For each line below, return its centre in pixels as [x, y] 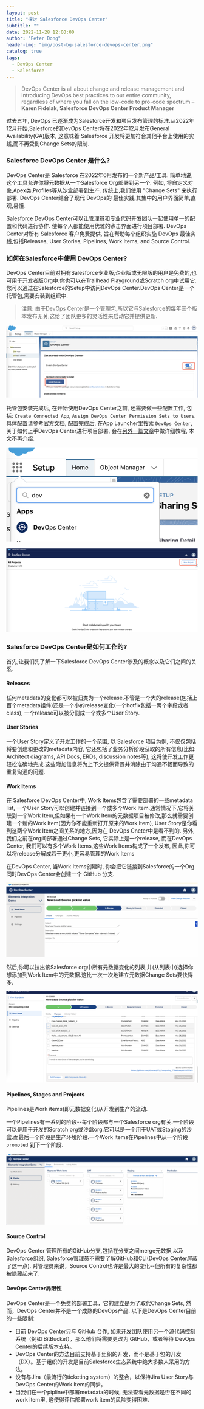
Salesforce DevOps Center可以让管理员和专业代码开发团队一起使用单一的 [98, 218]
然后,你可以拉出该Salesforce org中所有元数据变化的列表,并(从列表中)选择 [97, 968]
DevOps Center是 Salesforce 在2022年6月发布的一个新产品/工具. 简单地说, [100, 175]
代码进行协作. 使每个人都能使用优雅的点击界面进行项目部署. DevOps [102, 226]
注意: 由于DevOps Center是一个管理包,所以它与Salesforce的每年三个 [107, 309]
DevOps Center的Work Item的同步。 [60, 1384]
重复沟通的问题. [26, 772]
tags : [13, 58]
